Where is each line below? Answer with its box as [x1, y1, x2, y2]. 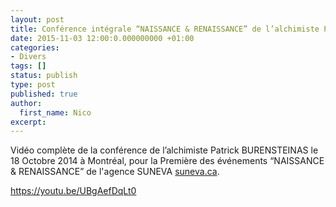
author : [10, 98, 43, 108]
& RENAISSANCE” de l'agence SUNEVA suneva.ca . [10, 166, 220, 178]
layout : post [10, 14, 65, 25]
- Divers [10, 52, 47, 62]
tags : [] [10, 61, 47, 71]
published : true [10, 89, 78, 99]
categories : [10, 42, 60, 53]
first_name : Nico [19, 107, 92, 118]
